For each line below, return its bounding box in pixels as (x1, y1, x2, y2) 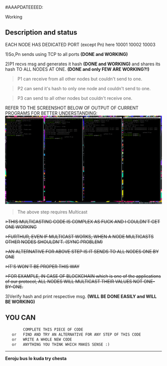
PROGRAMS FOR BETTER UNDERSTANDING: (5, 110, 98, 116)
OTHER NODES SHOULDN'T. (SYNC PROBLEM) (5, 239, 103, 245)
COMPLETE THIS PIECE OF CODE (23, 327, 83, 332)
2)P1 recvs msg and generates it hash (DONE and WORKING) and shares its (5, 61, 161, 67)
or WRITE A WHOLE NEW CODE (11, 337, 72, 342)
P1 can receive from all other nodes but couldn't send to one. (17, 76, 143, 82)
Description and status (5, 28, 78, 37)
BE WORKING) (5, 299, 35, 305)
